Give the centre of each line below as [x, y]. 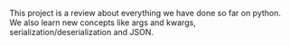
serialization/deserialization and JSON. [82, 32]
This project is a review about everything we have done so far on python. [145, 13]
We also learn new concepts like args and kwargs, [103, 22]
